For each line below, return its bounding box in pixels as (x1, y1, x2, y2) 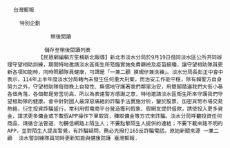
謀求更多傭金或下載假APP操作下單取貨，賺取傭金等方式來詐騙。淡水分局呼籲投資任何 (17, 113, 222, 120)
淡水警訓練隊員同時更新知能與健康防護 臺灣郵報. (18, 135, 138, 142)
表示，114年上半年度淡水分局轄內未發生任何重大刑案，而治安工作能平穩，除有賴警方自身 (7, 76, 222, 83)
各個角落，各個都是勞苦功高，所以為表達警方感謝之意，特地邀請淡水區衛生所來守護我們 (7, 91, 218, 98)
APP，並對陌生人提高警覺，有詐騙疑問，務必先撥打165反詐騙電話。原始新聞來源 (7, 127, 201, 134)
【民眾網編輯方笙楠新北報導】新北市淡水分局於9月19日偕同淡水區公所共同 (37, 54, 218, 61)
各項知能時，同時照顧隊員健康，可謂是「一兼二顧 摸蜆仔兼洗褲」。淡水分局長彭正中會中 (12, 68, 224, 75)
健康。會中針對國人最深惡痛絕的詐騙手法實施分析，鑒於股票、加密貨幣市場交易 (32, 98, 223, 105)
